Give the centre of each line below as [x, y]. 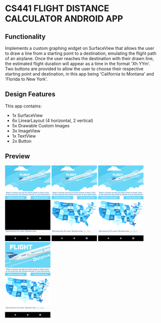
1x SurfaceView [27, 115]
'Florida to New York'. [27, 79]
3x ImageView [26, 131]
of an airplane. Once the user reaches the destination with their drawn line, [80, 58]
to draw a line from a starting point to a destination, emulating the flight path [81, 53]
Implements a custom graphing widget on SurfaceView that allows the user [80, 48]
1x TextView [24, 136]
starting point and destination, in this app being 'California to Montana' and [80, 74]
